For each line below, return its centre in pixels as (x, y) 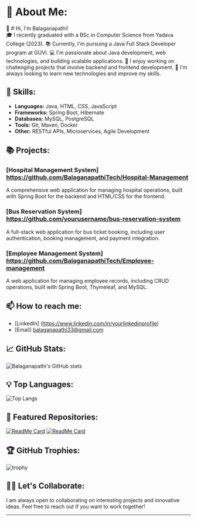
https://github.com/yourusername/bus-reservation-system (93, 219)
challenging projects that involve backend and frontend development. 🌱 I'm (97, 67)
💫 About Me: (37, 12)
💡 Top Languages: (40, 385)
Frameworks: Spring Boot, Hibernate (59, 112)
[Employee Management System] (55, 253)
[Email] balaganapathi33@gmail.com (59, 329)
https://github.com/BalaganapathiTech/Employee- (80, 260)
